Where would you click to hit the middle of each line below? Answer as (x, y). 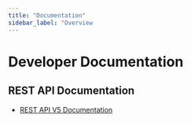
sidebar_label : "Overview (50, 23)
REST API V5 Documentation (66, 109)
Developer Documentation (96, 62)
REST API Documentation (72, 91)
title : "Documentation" (47, 15)
